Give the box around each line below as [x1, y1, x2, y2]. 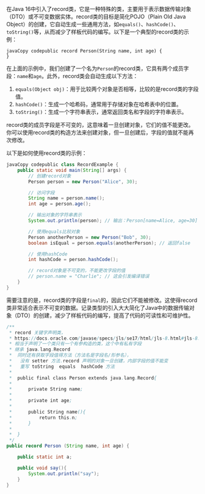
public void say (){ [17, 465, 67, 471]
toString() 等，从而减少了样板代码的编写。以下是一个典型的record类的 [6, 28, 184, 35]
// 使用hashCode [28, 251, 68, 257]
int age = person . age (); [28, 201, 92, 207]
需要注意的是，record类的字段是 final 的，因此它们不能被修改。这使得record [6, 296, 198, 304]
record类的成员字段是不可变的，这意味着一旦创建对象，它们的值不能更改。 [6, 121, 194, 128]
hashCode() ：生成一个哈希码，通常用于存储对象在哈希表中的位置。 [15, 101, 182, 108]
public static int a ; [17, 454, 72, 460]
